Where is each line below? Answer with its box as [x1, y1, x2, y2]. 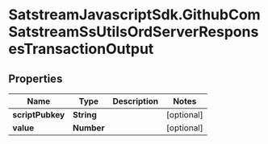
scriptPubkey [12, 109, 65, 120]
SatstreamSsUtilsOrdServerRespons [8, 23, 259, 41]
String [72, 109, 97, 120]
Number [72, 122, 105, 134]
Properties [8, 72, 63, 85]
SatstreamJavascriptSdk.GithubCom [8, 6, 261, 24]
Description [112, 96, 159, 106]
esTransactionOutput [8, 40, 154, 58]
